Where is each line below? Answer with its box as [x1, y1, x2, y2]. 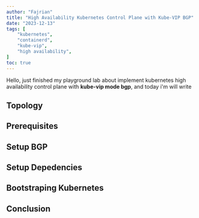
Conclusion [6, 203, 51, 214]
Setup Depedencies [6, 162, 83, 173]
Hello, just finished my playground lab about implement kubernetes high [6, 77, 186, 84]
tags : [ [6, 26, 26, 32]
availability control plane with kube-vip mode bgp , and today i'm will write [6, 83, 192, 90]
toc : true [6, 60, 32, 66]
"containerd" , [17, 37, 53, 43]
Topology [6, 100, 43, 111]
